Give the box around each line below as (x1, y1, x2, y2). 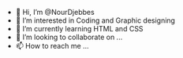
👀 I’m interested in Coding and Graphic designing (15, 16, 176, 25)
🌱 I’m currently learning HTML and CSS (15, 24, 144, 33)
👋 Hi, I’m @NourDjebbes (15, 8, 95, 16)
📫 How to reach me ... (15, 42, 89, 50)
